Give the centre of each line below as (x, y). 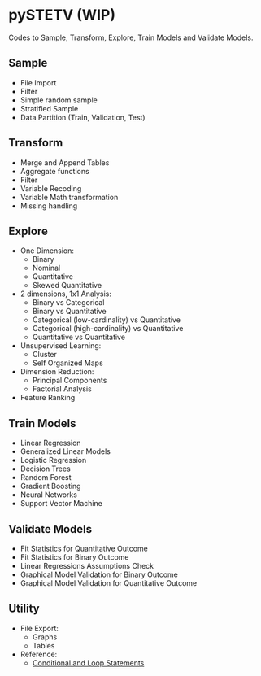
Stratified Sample (49, 108)
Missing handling (49, 206)
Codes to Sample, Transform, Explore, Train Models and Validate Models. (131, 37)
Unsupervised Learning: (61, 346)
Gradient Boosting (50, 486)
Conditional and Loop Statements (88, 663)
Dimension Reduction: (57, 372)
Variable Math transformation (69, 197)
